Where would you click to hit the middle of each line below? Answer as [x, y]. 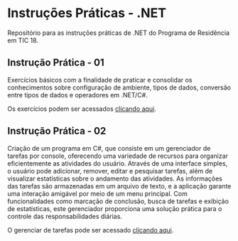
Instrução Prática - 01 [56, 63]
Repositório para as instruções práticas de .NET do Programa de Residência [118, 33]
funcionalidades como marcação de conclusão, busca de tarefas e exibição [118, 201]
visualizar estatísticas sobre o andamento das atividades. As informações [115, 178]
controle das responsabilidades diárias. [65, 216]
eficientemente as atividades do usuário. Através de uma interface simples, [118, 163]
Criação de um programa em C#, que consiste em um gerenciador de [109, 148]
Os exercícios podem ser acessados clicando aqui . [82, 109]
